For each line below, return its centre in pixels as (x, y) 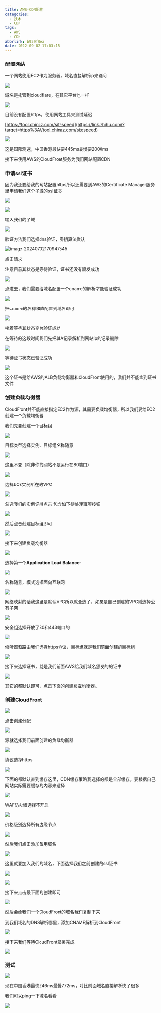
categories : (17, 14)
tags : (10, 28)
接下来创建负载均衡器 (26, 543)
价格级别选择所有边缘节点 (31, 824)
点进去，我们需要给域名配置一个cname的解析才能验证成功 (63, 289)
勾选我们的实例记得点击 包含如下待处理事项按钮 (53, 504)
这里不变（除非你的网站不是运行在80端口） (48, 464)
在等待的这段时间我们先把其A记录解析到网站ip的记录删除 (62, 338)
